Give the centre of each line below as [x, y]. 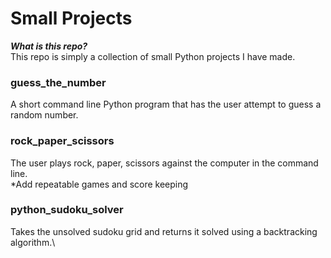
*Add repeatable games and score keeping [99, 184]
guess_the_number [58, 82]
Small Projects [71, 18]
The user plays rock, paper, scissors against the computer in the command [164, 163]
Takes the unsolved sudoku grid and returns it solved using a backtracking [164, 231]
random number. [44, 115]
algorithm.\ [33, 242]
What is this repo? [49, 46]
